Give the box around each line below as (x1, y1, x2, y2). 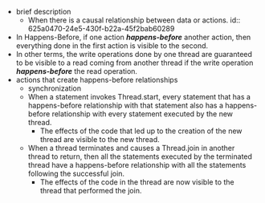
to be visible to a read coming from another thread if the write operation (15, 58, 254, 67)
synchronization (27, 83, 82, 93)
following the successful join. (27, 168, 125, 178)
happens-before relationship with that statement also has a (27, 100, 223, 110)
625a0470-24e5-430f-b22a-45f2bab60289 (27, 24, 175, 33)
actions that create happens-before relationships (15, 75, 178, 84)
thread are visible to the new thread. (39, 135, 161, 144)
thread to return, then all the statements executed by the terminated (27, 152, 253, 161)
